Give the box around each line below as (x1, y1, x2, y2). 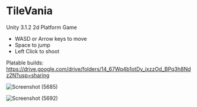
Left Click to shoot (14, 47, 60, 54)
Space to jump (14, 41, 50, 48)
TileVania (6, 4, 53, 18)
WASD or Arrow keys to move (14, 35, 88, 42)
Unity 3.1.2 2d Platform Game (6, 24, 77, 31)
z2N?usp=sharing (6, 72, 50, 79)
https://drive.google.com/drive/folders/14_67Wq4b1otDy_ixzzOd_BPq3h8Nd (6, 65, 191, 72)
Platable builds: (6, 59, 44, 66)
